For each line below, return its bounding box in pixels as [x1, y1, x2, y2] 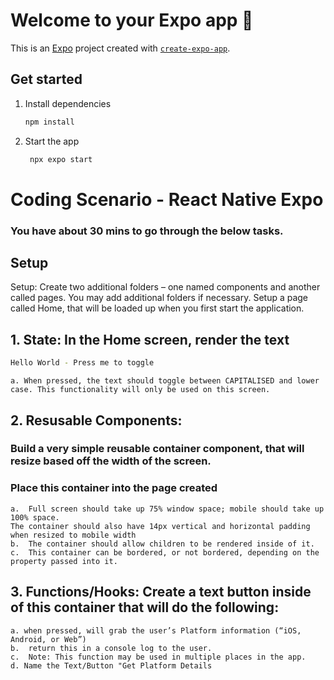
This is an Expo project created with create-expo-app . [10, 42, 231, 54]
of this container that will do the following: [10, 599, 280, 616]
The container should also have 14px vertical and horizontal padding [10, 521, 311, 531]
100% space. [10, 512, 60, 523]
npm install [24, 117, 75, 127]
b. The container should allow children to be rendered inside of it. [10, 539, 315, 549]
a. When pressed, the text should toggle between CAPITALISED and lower [10, 376, 320, 386]
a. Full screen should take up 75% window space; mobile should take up [10, 504, 325, 514]
